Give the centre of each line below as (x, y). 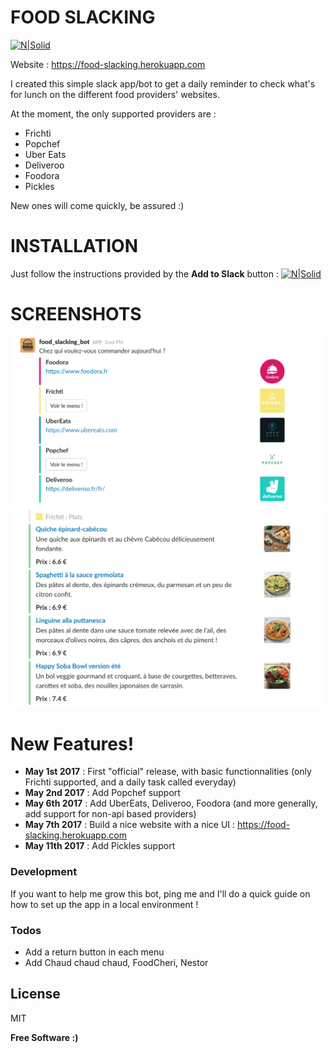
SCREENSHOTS (76, 314)
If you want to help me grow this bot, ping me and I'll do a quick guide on (160, 893)
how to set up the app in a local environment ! (104, 904)
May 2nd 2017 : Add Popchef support (102, 793)
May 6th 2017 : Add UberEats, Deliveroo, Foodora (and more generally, (171, 803)
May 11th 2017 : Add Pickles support (100, 846)
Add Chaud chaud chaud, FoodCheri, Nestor (116, 962)
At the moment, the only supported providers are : (113, 113)
